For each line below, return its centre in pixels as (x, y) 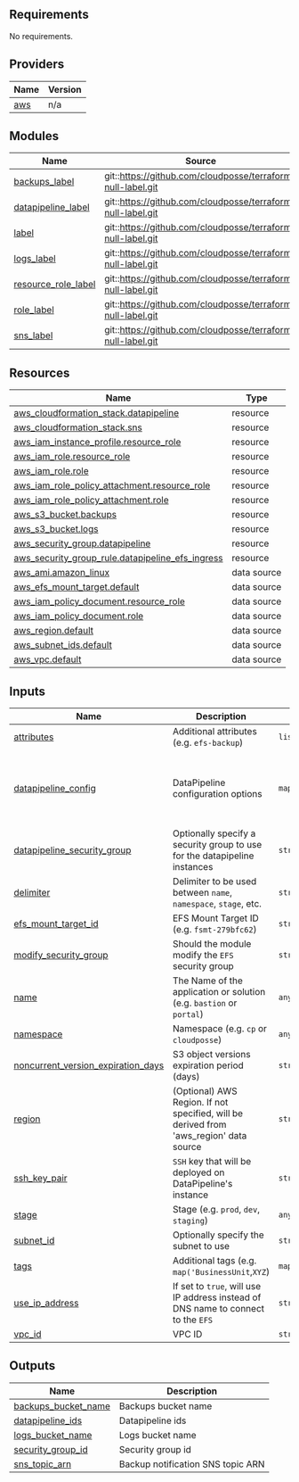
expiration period (208, 1065)
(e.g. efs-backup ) (208, 742)
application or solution (219, 992)
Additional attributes (215, 732)
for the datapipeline (213, 856)
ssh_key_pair (41, 1179)
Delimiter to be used (214, 882)
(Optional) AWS (205, 1091)
